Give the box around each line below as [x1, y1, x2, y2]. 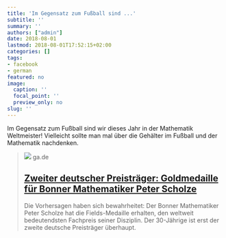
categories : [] [7, 49, 51, 55]
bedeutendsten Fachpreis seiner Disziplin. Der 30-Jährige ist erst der [23, 216, 219, 224]
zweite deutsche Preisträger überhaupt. [23, 223, 136, 231]
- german [7, 67, 32, 74]
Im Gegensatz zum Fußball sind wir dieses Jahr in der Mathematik [7, 124, 194, 132]
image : [7, 80, 26, 87]
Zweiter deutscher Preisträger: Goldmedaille [23, 172, 218, 185]
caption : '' [13, 86, 48, 93]
